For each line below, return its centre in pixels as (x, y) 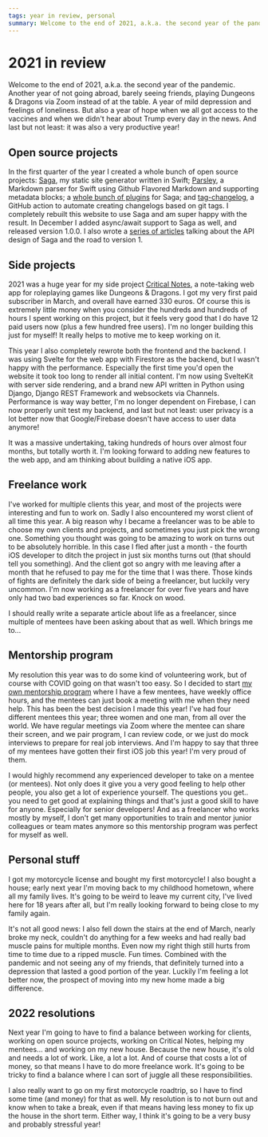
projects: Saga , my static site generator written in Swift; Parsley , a (116, 180)
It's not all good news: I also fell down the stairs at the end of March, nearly (132, 928)
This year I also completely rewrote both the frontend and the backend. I (127, 351)
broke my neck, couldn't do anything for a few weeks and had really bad (127, 937)
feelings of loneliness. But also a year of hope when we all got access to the (133, 110)
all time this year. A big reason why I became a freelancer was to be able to (132, 521)
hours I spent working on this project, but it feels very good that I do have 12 (134, 318)
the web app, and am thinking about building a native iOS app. (110, 460)
